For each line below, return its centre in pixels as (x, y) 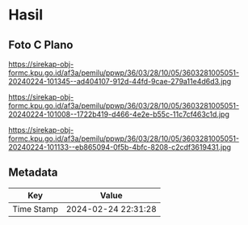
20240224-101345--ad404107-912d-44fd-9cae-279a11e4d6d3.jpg (120, 81)
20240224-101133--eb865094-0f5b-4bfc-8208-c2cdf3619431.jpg (120, 147)
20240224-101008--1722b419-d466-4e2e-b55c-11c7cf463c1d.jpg (119, 114)
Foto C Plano (41, 45)
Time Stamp (36, 209)
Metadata (33, 173)
